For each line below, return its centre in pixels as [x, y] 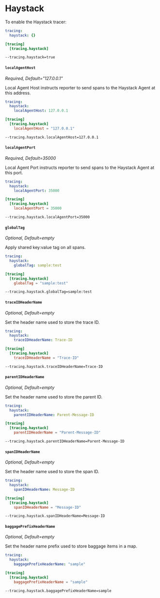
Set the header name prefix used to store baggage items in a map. [71, 546]
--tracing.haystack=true [30, 57]
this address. [18, 93]
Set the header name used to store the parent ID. [54, 397]
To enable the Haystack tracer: [36, 22]
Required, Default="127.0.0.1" [34, 78]
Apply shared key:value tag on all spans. [45, 248]
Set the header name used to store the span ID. [52, 472]
